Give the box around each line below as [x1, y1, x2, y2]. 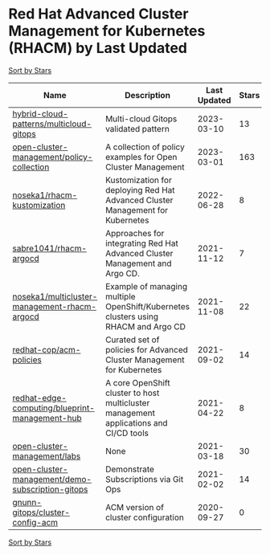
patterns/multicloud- [12, 118, 92, 129]
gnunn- [12, 496, 43, 508]
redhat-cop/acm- [12, 344, 81, 355]
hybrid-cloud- [12, 108, 68, 119]
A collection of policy [105, 141, 185, 153]
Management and [105, 258, 172, 269]
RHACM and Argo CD [105, 320, 186, 332]
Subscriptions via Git [105, 473, 184, 484]
